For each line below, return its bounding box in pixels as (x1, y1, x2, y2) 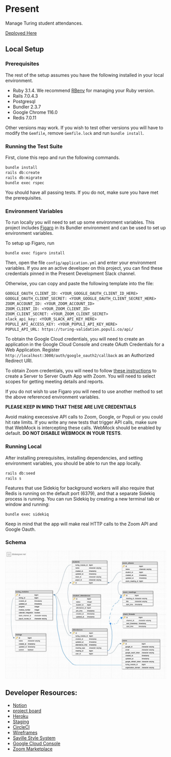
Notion (12, 702, 27, 708)
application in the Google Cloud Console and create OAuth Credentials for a (5, 342, 164, 348)
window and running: (5, 501, 50, 507)
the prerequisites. (5, 194, 42, 201)
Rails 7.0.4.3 (12, 93, 38, 99)
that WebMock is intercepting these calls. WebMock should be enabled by (5, 425, 162, 431)
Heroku (12, 713, 29, 719)
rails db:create (5, 170, 40, 175)
